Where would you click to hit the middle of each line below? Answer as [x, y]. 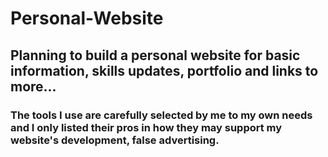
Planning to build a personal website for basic [155, 55]
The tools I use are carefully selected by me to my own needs [161, 115]
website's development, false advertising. [115, 140]
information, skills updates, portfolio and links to [164, 70]
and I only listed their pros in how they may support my [146, 127]
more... [33, 86]
